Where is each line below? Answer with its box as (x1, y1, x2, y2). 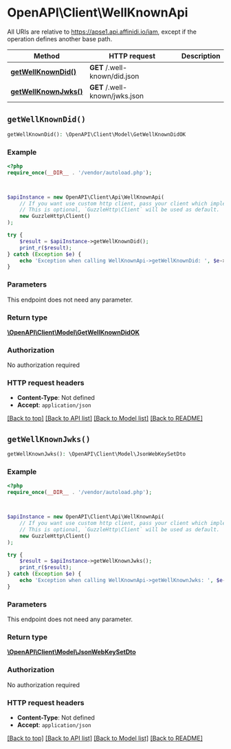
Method (33, 51, 60, 60)
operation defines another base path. (7, 34, 113, 43)
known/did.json (89, 71, 140, 80)
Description (181, 51, 221, 60)
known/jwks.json (89, 91, 144, 100)
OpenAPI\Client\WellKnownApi (7, 5, 188, 21)
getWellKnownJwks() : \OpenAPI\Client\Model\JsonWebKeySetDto (7, 451, 186, 458)
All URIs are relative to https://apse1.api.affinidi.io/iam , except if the (7, 27, 197, 36)
